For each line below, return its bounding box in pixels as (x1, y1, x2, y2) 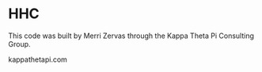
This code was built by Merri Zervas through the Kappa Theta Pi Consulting (8, 31, 255, 40)
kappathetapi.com (8, 55, 67, 64)
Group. (8, 39, 31, 48)
